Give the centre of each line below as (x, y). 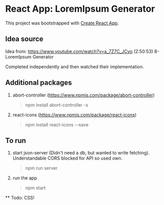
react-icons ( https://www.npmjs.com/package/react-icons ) (75, 115)
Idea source (24, 39)
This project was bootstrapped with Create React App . (62, 23)
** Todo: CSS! (20, 198)
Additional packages (39, 83)
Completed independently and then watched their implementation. (75, 66)
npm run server (41, 168)
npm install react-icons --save (57, 124)
